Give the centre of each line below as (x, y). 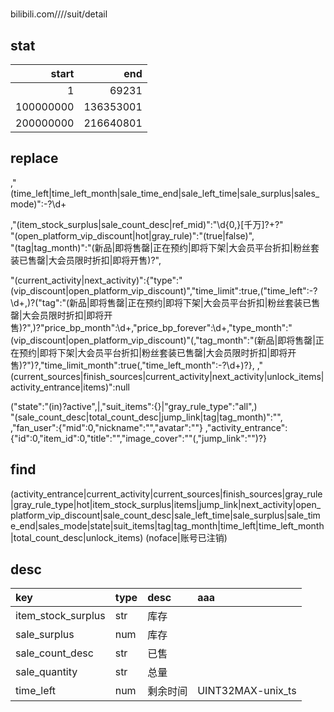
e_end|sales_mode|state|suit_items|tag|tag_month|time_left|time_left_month (167, 525)
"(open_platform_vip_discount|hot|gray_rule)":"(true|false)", (132, 235)
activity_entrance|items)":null (70, 387)
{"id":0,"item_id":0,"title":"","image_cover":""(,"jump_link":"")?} (138, 438)
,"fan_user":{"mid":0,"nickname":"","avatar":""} (106, 427)
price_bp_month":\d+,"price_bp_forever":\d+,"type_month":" (168, 327)
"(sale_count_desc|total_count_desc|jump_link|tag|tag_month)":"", (146, 417)
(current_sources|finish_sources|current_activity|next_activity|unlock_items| (167, 376)
